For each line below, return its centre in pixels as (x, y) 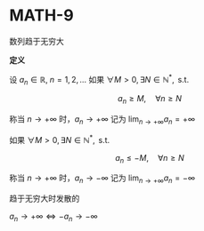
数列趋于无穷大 (37, 41)
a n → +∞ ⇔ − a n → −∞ (53, 217)
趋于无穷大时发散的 (45, 199)
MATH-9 (41, 16)
